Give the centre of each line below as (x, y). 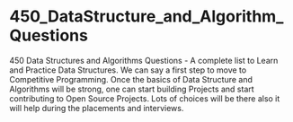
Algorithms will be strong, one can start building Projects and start (132, 89)
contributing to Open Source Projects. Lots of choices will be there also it (145, 98)
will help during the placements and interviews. (97, 108)
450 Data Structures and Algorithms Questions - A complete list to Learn (144, 60)
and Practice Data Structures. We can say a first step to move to (128, 70)
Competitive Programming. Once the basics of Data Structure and (131, 79)
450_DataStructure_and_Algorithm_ (146, 17)
